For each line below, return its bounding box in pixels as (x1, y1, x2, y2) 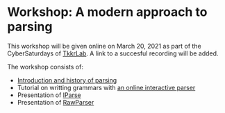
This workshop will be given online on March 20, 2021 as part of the (7, 42, 201, 50)
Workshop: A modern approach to (7, 4, 208, 20)
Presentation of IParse (17, 91, 81, 99)
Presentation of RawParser (17, 98, 94, 106)
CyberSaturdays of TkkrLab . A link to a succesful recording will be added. (7, 49, 219, 58)
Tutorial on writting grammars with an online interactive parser (17, 83, 196, 92)
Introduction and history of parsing (17, 76, 117, 84)
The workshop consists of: (7, 62, 83, 71)
